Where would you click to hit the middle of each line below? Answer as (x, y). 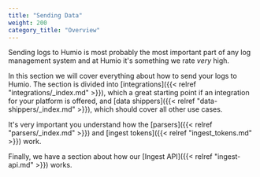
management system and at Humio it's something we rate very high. (119, 61)
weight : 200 (28, 23)
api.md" (21, 165)
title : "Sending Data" (45, 15)
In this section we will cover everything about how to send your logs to (123, 76)
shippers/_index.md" (42, 109)
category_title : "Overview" (54, 30)
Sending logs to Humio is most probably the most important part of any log (130, 53)
